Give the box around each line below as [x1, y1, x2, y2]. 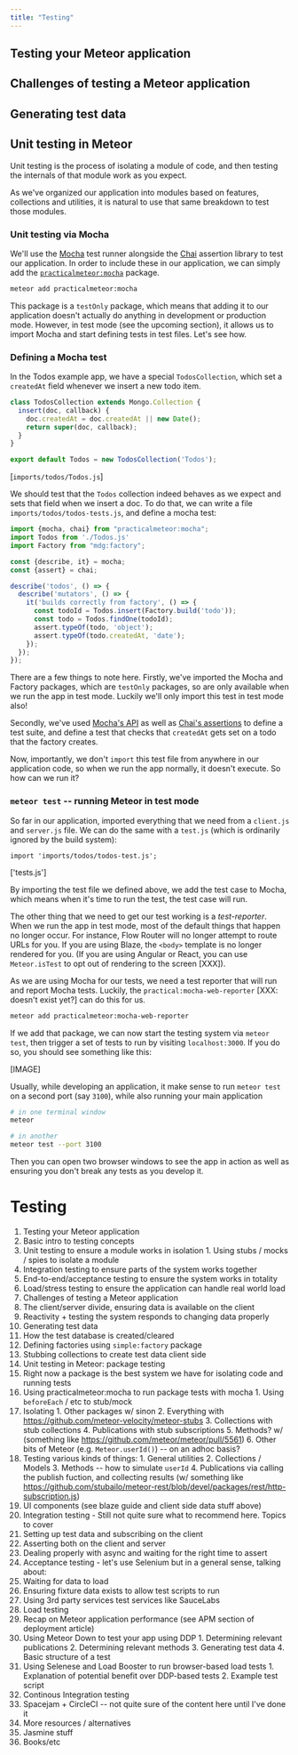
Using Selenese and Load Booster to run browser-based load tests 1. [22, 1661, 274, 1671]
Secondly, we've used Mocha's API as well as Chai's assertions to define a [10, 718, 283, 729]
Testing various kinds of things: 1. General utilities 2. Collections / [22, 1453, 262, 1463]
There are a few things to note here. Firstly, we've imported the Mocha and [10, 672, 284, 683]
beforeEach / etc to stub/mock [22, 1396, 132, 1406]
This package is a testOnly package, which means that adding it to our [10, 300, 269, 311]
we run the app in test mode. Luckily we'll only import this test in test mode [10, 691, 285, 702]
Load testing [22, 1604, 69, 1614]
